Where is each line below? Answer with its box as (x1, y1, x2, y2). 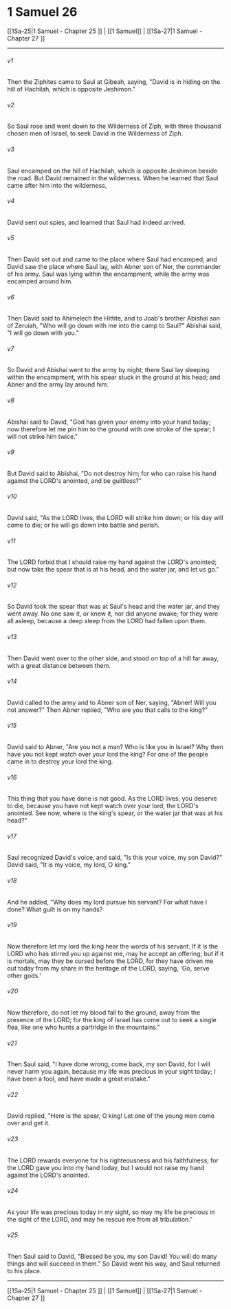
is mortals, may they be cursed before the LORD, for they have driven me (7, 957, 214, 965)
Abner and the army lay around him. (7, 380, 109, 389)
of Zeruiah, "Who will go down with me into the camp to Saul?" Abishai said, (7, 321, 223, 330)
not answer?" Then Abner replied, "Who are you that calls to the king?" (7, 706, 208, 714)
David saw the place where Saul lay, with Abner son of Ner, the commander (7, 262, 221, 270)
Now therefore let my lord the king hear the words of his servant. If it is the (7, 942, 219, 950)
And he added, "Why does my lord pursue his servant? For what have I (7, 898, 208, 906)
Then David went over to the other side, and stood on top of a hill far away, (7, 654, 219, 662)
